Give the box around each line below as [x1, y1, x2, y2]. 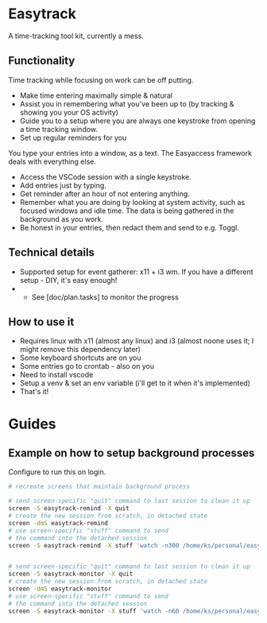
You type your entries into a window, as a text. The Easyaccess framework [8, 148, 253, 157]
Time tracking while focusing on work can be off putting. [8, 75, 194, 84]
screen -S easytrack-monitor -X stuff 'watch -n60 [8, 607, 180, 615]
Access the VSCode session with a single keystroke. [19, 172, 192, 181]
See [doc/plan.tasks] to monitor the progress [31, 292, 179, 302]
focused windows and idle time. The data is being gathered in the [19, 206, 234, 215]
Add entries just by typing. [19, 180, 107, 190]
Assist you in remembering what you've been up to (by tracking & [19, 99, 234, 108]
